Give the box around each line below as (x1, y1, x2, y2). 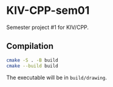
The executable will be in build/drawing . (6, 74, 108, 81)
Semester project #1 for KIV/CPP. (6, 24, 89, 31)
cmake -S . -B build (6, 57, 59, 63)
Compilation (6, 41, 53, 51)
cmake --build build (6, 63, 59, 69)
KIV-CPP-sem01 (6, 4, 90, 18)
